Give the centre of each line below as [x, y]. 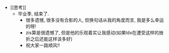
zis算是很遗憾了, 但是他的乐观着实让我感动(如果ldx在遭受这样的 [92, 33]
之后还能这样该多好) [51, 39]
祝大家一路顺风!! [43, 45]
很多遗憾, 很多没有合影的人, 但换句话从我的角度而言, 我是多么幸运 [95, 20]
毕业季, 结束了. [33, 14]
